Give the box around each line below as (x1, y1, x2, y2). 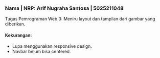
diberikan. (5, 21, 25, 27)
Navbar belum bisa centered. (12, 48, 71, 54)
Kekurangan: (5, 32, 32, 38)
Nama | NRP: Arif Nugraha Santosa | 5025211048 (5, 5, 124, 12)
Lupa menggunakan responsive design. (12, 43, 92, 49)
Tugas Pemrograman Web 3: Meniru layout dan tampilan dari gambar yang (5, 16, 156, 22)
